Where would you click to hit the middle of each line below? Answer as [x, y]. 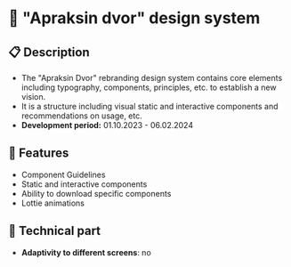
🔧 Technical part [55, 231]
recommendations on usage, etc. [82, 116]
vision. [33, 97]
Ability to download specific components [96, 193]
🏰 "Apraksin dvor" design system [134, 18]
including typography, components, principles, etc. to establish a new [149, 87]
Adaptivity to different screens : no [86, 252]
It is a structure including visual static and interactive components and [150, 106]
